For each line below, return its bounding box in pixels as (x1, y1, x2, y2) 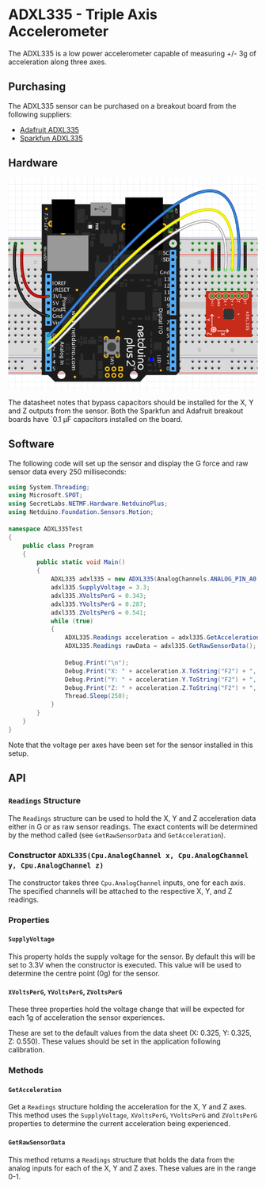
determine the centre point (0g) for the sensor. (8, 968, 161, 978)
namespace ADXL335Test (8, 525, 83, 533)
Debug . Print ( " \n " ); (64, 658, 129, 667)
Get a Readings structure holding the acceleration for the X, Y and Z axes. (8, 1102, 247, 1112)
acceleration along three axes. (8, 57, 107, 67)
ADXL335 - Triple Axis (8, 6, 158, 24)
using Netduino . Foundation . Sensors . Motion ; (8, 508, 154, 516)
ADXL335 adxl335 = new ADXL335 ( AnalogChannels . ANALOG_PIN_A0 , (50, 575, 260, 584)
